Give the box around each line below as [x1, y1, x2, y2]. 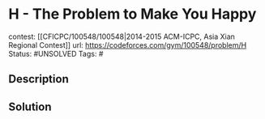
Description [8, 72, 69, 86]
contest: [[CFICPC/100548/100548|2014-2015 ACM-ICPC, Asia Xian [8, 32, 235, 41]
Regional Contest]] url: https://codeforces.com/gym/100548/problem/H [8, 40, 247, 49]
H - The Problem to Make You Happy [8, 5, 257, 23]
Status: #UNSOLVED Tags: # [8, 49, 104, 58]
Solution [8, 100, 52, 113]
